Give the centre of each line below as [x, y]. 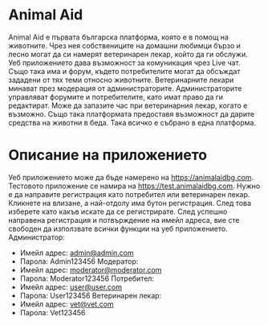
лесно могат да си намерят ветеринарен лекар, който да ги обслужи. [128, 54]
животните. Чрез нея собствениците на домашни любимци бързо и [124, 45]
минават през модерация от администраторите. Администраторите [125, 88]
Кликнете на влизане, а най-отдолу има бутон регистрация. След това [130, 203]
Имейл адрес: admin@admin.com [77, 253]
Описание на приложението [108, 155]
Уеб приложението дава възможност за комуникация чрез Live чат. [124, 63]
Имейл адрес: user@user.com [71, 286]
